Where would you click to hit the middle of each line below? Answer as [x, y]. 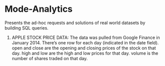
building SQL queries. [27, 28]
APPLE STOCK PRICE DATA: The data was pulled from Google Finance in [86, 37]
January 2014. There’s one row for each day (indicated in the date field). [85, 42]
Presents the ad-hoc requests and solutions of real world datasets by [75, 23]
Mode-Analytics [39, 9]
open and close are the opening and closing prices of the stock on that [84, 48]
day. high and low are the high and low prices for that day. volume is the [85, 53]
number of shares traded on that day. [50, 58]
